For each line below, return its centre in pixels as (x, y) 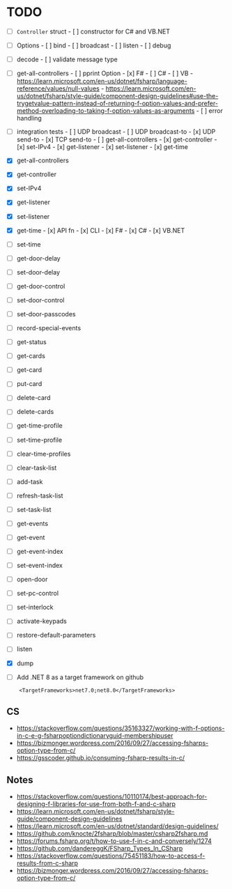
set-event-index (40, 566)
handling (29, 118)
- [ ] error (210, 111)
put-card (29, 384)
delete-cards (35, 412)
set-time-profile (39, 440)
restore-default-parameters (56, 635)
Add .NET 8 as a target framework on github (80, 677)
